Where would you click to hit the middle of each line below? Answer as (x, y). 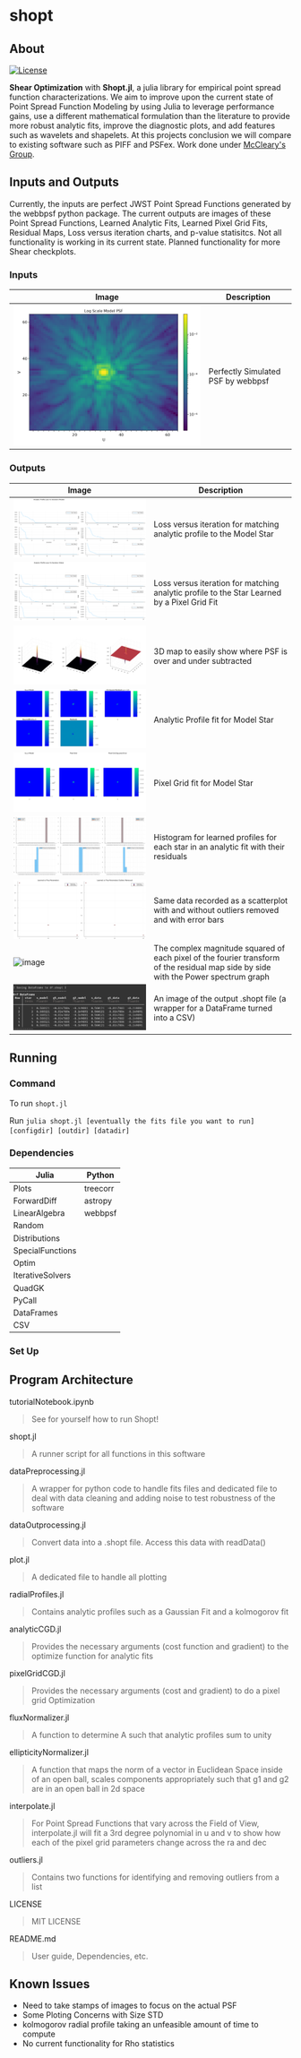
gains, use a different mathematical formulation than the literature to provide (150, 116)
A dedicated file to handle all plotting (99, 1577)
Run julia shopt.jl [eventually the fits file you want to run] (132, 1120)
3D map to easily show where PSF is (221, 651)
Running (34, 1058)
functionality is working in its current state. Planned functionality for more (145, 242)
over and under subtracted (203, 660)
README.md (33, 1938)
